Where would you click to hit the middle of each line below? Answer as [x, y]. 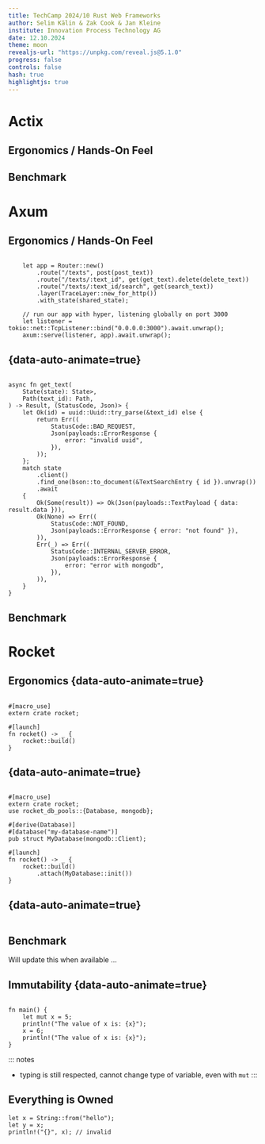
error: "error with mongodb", [114, 566]
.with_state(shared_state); [83, 301]
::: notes [21, 1059]
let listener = [47, 322]
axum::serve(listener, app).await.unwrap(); [97, 335]
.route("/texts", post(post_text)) [95, 273]
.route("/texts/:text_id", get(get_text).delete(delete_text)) [143, 280]
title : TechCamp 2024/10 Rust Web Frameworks [84, 15]
